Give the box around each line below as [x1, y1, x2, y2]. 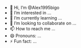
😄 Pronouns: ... [9, 33, 42, 39]
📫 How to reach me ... [9, 26, 55, 31]
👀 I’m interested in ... [9, 10, 52, 16]
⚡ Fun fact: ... [9, 38, 37, 44]
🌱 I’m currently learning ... [9, 15, 62, 21]
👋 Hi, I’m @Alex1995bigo [9, 5, 60, 10]
